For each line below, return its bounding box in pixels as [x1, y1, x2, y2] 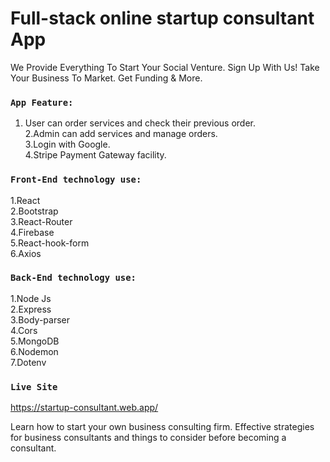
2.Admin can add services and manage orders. [24, 128, 218, 140]
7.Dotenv [10, 356, 47, 368]
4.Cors [10, 324, 38, 336]
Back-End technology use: [10, 272, 137, 284]
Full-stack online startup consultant [10, 7, 315, 30]
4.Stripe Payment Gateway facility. [24, 149, 167, 161]
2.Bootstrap [10, 205, 59, 217]
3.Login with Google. [24, 138, 111, 151]
